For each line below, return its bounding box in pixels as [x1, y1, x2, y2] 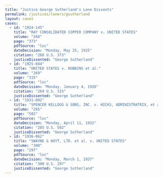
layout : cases [5, 16, 34, 21]
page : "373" [14, 39, 38, 44]
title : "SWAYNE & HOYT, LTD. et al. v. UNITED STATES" [14, 138, 127, 144]
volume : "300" [14, 143, 42, 148]
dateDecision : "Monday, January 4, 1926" [14, 84, 98, 89]
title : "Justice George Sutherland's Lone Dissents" [5, 7, 114, 12]
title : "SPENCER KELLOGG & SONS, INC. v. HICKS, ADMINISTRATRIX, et [14, 102, 155, 107]
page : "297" [14, 148, 38, 153]
